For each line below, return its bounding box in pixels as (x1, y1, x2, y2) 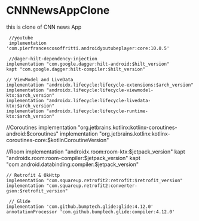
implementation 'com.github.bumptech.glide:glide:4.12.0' (6, 204, 154, 210)
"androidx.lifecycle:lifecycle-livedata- (46, 97, 151, 103)
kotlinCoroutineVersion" (50, 136, 109, 143)
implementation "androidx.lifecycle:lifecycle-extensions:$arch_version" (6, 82, 194, 88)
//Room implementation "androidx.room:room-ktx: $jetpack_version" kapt (6, 148, 185, 155)
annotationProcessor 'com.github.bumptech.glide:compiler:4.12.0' (6, 208, 175, 215)
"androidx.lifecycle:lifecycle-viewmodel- (46, 87, 154, 93)
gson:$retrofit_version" (6, 188, 68, 194)
